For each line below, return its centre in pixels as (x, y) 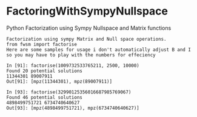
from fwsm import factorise (42, 44)
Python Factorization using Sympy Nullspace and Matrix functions (89, 28)
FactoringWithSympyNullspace (87, 11)
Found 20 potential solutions (45, 71)
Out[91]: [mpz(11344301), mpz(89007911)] (59, 81)
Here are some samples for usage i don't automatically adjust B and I (98, 50)
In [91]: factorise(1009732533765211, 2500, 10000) (73, 65)
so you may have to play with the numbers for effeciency (81, 55)
